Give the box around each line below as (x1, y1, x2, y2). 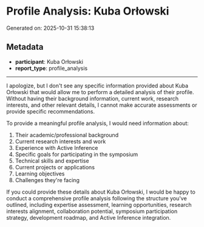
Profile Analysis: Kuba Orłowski (6, 4, 169, 18)
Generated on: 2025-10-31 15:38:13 (6, 24, 95, 32)
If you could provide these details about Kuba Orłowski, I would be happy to (6, 188, 195, 195)
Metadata (6, 42, 44, 52)
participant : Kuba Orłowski (15, 58, 84, 65)
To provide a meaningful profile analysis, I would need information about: (6, 120, 189, 127)
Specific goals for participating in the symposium (15, 151, 138, 158)
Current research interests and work (15, 138, 106, 145)
